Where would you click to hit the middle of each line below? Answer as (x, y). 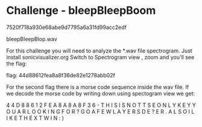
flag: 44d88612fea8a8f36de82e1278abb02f (61, 75)
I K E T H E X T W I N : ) (35, 118)
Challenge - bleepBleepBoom (81, 11)
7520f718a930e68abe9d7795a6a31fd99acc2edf (67, 27)
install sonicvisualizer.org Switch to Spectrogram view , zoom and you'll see (100, 57)
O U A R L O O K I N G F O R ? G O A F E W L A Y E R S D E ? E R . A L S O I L (100, 111)
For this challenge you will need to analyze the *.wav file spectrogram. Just (99, 50)
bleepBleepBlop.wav (32, 39)
